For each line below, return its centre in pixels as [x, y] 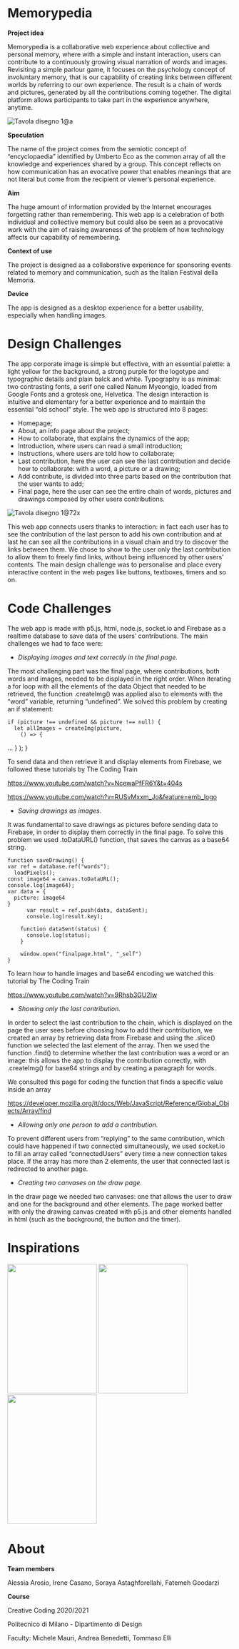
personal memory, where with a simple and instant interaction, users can [114, 54]
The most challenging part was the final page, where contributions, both [113, 671]
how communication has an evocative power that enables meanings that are [119, 171]
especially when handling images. [57, 315]
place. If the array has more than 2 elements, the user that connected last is [119, 1161]
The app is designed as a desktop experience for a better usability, [106, 308]
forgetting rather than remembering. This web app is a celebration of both [116, 214]
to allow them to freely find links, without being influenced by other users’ [116, 557]
